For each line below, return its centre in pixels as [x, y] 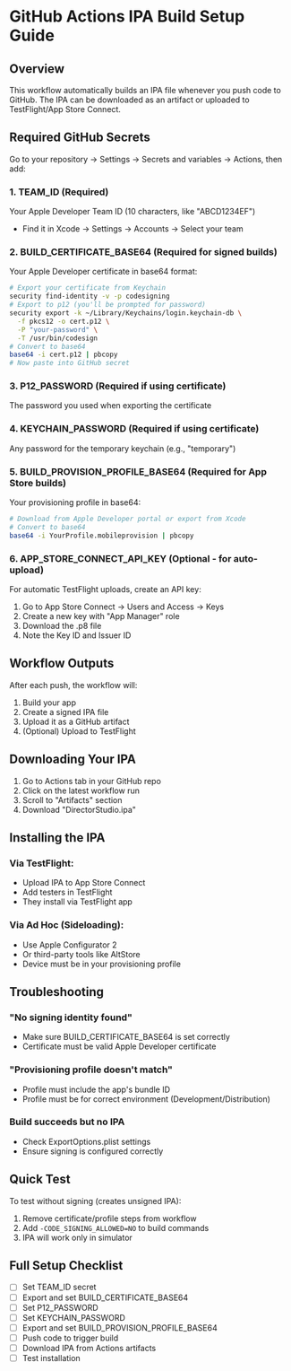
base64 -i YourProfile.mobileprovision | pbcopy [102, 536]
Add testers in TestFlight [67, 892]
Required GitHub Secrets [80, 138]
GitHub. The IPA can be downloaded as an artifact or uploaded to [129, 100]
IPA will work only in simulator [77, 1237]
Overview [37, 69]
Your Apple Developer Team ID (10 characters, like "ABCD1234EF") [133, 212]
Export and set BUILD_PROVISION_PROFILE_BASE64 [120, 1327]
